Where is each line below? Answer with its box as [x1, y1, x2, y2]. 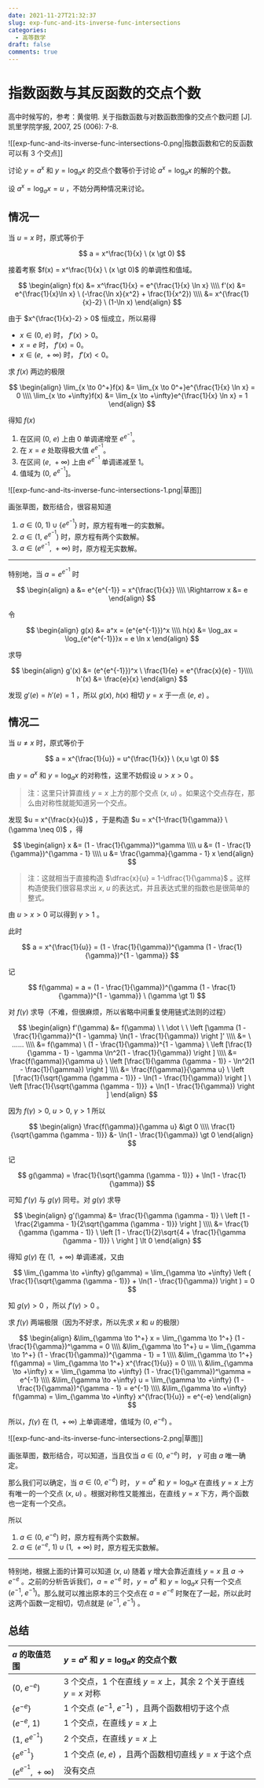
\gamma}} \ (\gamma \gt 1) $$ [108, 991, 206, 1000]
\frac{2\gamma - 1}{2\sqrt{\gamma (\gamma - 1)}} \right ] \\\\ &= [14, 1219, 224, 1228]
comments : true [8, 48, 58, 56]
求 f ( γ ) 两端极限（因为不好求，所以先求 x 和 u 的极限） [8, 1317, 184, 1327]
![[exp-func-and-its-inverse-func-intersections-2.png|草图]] [8, 1433, 203, 1443]
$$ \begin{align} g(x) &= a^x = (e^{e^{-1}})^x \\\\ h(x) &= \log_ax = [26, 626, 238, 635]
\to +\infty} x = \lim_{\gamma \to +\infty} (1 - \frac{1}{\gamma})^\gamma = [12, 1367, 252, 1376]
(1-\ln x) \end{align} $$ [108, 297, 182, 307]
